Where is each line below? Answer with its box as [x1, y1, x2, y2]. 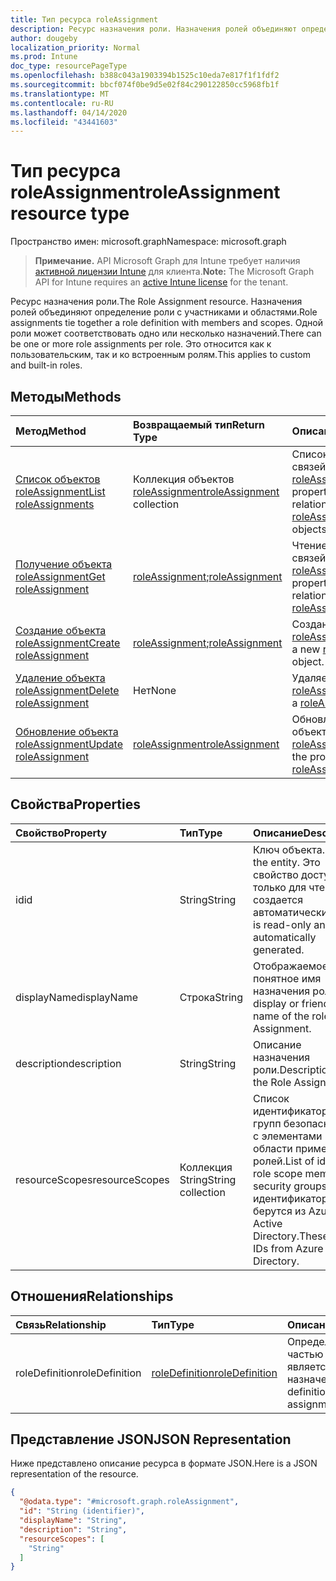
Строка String [179, 990, 244, 1004]
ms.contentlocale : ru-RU [10, 98, 114, 108]
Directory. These [253, 1229, 329, 1243]
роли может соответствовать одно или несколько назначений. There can [10, 327, 322, 340]
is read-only [253, 917, 312, 931]
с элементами [253, 1129, 323, 1143]
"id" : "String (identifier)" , [19, 1506, 145, 1516]
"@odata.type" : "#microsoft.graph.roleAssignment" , [19, 1497, 240, 1507]
